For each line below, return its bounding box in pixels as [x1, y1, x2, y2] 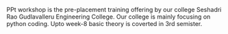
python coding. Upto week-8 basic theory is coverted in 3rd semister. [6, 20, 203, 27]
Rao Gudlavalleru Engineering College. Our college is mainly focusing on [6, 13, 211, 21]
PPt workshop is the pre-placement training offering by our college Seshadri [6, 6, 222, 13]
